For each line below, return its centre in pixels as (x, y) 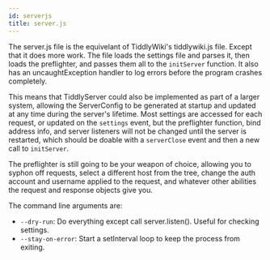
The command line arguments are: (65, 205)
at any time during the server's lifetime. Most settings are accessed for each (135, 113)
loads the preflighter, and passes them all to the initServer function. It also (133, 64)
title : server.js (38, 23)
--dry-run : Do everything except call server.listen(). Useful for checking (139, 221)
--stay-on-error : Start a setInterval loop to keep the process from (130, 238)
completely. (28, 81)
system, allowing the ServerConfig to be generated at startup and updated (132, 105)
